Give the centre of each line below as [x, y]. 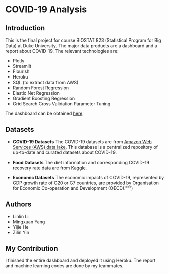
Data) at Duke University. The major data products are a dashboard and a [81, 46]
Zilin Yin [21, 232]
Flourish [21, 71]
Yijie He [20, 227]
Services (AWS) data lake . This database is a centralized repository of [85, 147]
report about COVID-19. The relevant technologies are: [62, 51]
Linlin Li [20, 216]
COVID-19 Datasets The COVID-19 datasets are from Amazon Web [82, 142]
